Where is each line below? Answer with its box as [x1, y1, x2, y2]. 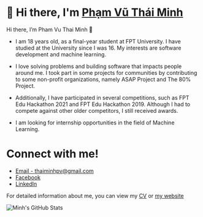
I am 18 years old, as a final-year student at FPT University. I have [15, 37, 181, 45]
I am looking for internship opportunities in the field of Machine [15, 119, 175, 126]
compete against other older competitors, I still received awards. [15, 107, 178, 114]
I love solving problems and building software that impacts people [15, 63, 182, 70]
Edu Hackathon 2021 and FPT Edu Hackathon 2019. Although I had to [15, 101, 191, 108]
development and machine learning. [15, 50, 106, 58]
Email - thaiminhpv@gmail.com [15, 167, 94, 174]
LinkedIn [15, 180, 37, 188]
